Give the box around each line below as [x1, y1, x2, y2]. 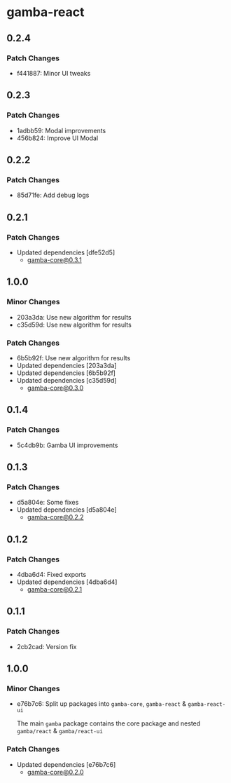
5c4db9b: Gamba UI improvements [16, 441, 118, 449]
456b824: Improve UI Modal [16, 134, 99, 142]
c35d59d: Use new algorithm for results [16, 320, 132, 329]
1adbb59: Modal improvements [16, 126, 106, 135]
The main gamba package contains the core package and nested [16, 719, 201, 728]
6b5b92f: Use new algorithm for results [16, 353, 131, 362]
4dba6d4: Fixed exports [16, 570, 87, 578]
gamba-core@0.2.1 [27, 585, 82, 593]
